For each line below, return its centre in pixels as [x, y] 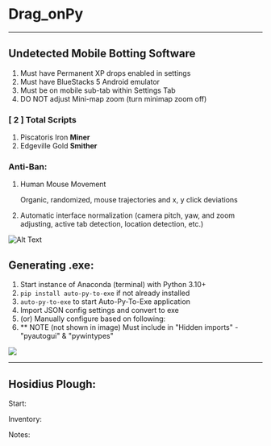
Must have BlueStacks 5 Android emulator [90, 81]
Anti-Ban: [28, 166]
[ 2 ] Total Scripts [42, 119]
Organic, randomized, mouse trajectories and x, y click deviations [129, 200]
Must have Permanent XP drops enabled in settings [105, 73]
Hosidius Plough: [52, 384]
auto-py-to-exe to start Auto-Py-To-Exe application [105, 302]
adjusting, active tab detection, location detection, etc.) [112, 224]
